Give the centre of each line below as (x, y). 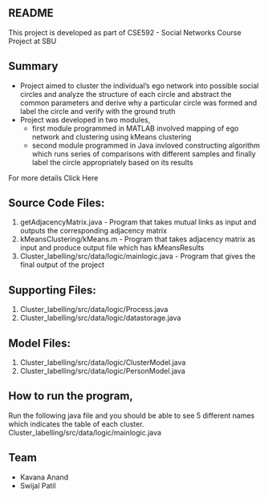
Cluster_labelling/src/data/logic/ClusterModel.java (103, 362)
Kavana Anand (44, 477)
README (31, 13)
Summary (33, 66)
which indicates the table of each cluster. (76, 423)
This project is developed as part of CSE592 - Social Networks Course (125, 32)
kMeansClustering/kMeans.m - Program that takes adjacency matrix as (138, 239)
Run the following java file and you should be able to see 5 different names (132, 415)
